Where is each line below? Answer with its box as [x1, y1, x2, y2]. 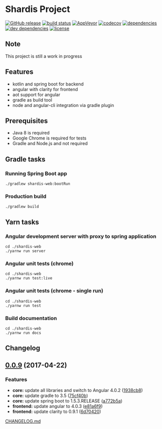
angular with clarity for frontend [12, 86, 78, 92]
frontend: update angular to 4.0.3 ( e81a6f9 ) [12, 403, 103, 409]
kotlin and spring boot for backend [12, 81, 84, 87]
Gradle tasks [5, 155, 46, 163]
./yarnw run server [5, 248, 46, 253]
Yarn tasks [5, 217, 39, 226]
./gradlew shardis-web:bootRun [5, 181, 70, 186]
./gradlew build [5, 204, 39, 209]
